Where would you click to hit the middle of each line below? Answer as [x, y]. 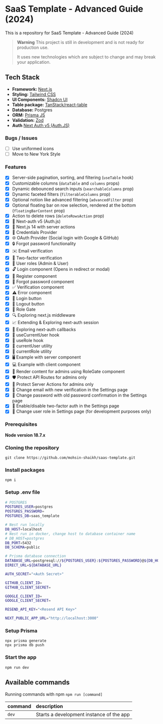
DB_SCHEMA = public [23, 547]
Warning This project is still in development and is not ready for [81, 42]
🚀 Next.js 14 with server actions [43, 227]
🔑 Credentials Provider [34, 232]
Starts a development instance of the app [83, 714]
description [49, 706]
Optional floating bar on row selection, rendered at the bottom [74, 205]
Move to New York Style [36, 154]
